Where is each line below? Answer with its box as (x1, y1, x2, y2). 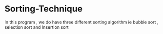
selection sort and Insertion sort (4, 24, 69, 30)
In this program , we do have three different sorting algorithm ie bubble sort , (4, 19, 159, 25)
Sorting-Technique (4, 3, 83, 14)
